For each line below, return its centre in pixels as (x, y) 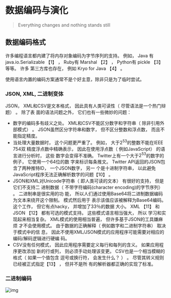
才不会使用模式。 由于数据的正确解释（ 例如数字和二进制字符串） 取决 (92, 226)
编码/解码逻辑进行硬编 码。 (41, 239)
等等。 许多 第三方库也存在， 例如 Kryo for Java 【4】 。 (65, 68)
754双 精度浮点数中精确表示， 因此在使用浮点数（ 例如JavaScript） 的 (87, 149)
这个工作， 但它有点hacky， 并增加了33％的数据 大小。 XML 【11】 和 (86, 207)
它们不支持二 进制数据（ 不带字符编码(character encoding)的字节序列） (88, 188)
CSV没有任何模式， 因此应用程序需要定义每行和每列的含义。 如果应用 (86, 245)
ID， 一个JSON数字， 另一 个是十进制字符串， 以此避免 (98, 168)
